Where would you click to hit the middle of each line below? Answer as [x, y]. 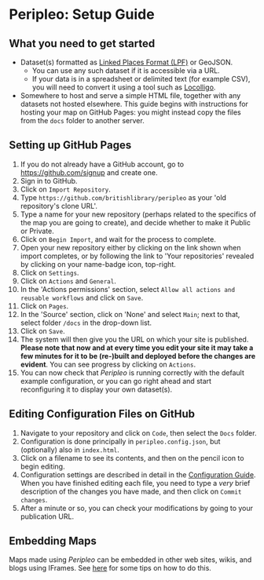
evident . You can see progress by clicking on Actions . [108, 364]
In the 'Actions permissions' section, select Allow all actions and [127, 289]
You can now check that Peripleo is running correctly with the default [132, 372]
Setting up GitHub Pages [70, 146]
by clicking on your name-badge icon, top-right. [98, 264]
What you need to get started [82, 44]
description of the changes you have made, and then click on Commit [131, 491]
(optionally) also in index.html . [70, 450]
